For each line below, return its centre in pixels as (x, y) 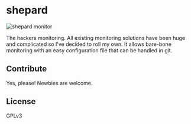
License (21, 101)
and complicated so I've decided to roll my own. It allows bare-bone (89, 44)
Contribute (27, 69)
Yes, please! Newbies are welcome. (49, 83)
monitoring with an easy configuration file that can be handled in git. (89, 50)
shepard (27, 10)
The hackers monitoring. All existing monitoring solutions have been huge (96, 38)
